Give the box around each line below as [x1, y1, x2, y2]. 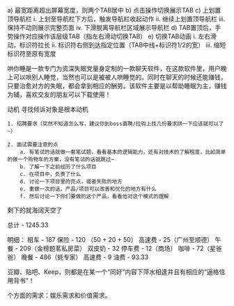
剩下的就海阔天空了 [7, 206, 63, 214]
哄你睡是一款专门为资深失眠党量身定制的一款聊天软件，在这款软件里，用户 [7, 65, 221, 72]
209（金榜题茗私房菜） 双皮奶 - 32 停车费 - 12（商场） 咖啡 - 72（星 [19, 244, 216, 252]
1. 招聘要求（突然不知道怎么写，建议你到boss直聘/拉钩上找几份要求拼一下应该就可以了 [7, 120, 224, 127]
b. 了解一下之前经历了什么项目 [19, 163, 97, 170]
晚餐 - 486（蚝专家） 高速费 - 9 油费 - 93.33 [20, 253, 148, 261]
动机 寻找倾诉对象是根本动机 [7, 105, 88, 113]
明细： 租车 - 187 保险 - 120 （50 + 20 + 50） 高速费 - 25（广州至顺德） [7, 236, 214, 243]
